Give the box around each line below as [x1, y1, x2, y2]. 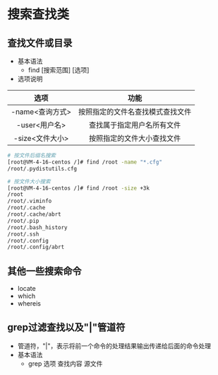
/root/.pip [7, 217, 40, 224]
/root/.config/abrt [7, 243, 65, 251]
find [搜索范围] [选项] [28, 66, 90, 74]
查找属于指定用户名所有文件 [88, 120, 181, 129]
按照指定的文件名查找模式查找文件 [78, 107, 192, 117]
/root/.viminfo [7, 197, 52, 205]
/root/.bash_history [7, 224, 68, 231]
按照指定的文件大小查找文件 [88, 134, 181, 143]
